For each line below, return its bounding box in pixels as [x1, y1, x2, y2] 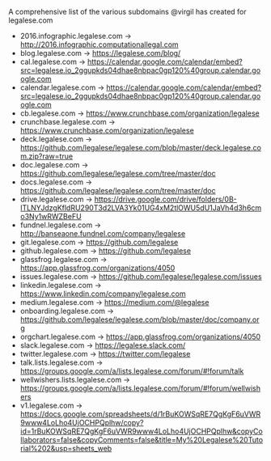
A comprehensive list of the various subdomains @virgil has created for [8, 7, 247, 16]
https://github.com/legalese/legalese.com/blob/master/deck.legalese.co [19, 143, 261, 152]
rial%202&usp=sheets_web [19, 444, 112, 453]
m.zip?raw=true [19, 151, 74, 161]
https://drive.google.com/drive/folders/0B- [94, 194, 237, 204]
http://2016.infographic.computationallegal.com [19, 40, 180, 49]
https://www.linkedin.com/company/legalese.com [19, 289, 186, 298]
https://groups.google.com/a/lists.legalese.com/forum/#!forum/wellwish [19, 383, 261, 393]
